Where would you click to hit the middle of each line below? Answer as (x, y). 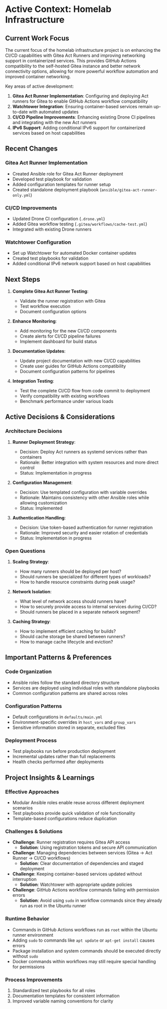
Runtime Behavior (27, 919)
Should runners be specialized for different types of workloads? (85, 577)
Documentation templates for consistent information (66, 996)
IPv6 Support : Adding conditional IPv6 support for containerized (79, 128)
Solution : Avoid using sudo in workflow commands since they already (91, 900)
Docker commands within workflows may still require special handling (84, 961)
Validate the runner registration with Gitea (63, 301)
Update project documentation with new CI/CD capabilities (80, 361)
